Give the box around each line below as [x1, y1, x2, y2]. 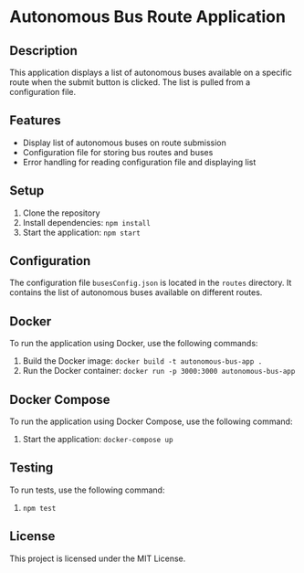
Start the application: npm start [22, 227, 142, 238]
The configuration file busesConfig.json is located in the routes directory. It [9, 277, 292, 289]
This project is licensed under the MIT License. [9, 553, 186, 564]
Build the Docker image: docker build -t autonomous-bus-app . [22, 355, 263, 366]
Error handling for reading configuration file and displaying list [22, 156, 257, 167]
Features [9, 112, 61, 129]
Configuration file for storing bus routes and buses [22, 146, 214, 157]
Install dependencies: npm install [22, 217, 151, 228]
